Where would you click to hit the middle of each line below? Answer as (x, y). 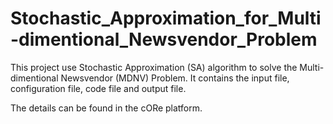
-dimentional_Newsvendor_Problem (164, 39)
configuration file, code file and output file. (98, 88)
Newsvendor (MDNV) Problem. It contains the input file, (175, 78)
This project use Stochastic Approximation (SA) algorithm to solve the (154, 67)
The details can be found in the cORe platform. (106, 108)
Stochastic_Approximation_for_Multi (166, 18)
